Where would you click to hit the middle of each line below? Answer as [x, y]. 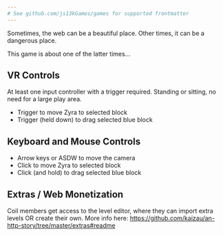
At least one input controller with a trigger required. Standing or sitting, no [112, 92]
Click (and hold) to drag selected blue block [79, 173]
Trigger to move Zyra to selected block [72, 112]
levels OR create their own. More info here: [68, 218]
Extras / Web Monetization [65, 194]
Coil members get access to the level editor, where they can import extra [110, 211]
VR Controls [33, 75]
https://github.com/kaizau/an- [172, 218]
